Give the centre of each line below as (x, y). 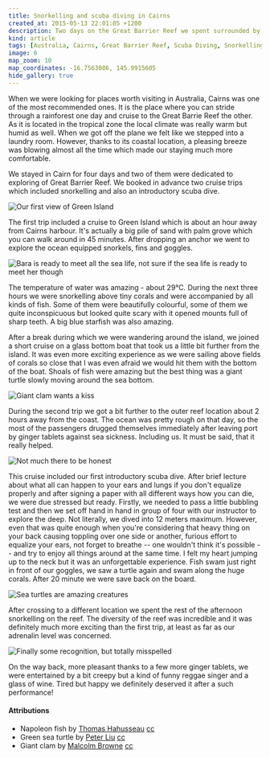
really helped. (31, 445)
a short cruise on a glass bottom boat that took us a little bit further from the (134, 346)
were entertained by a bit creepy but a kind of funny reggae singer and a (129, 675)
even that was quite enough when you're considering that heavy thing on (129, 527)
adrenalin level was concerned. (60, 635)
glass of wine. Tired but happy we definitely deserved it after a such (121, 683)
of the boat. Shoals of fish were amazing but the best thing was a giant (125, 371)
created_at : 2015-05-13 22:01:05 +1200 (75, 23)
